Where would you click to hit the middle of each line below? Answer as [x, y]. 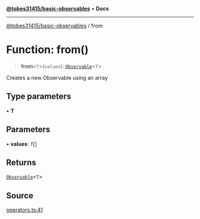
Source [20, 195]
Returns [21, 162]
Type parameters [39, 97]
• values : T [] [22, 144]
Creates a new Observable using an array [57, 77]
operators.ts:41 [25, 210]
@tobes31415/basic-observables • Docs [57, 9]
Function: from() [47, 50]
